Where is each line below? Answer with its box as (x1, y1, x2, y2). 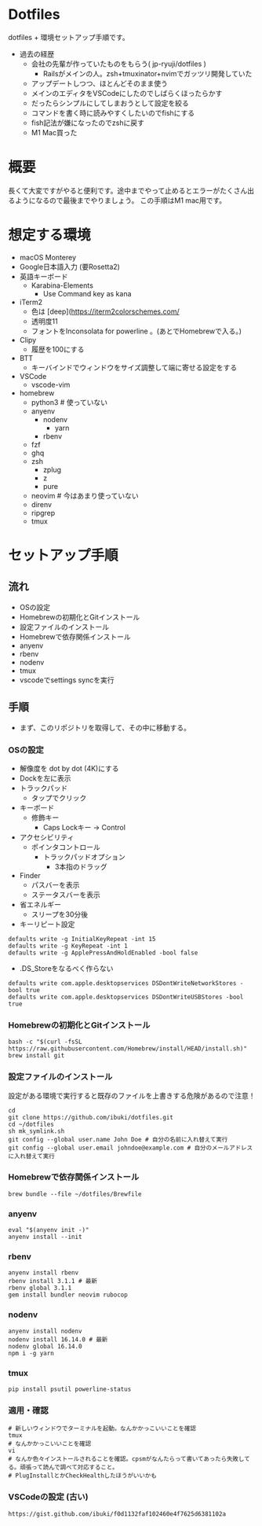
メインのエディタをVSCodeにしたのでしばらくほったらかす (31, 88, 223, 97)
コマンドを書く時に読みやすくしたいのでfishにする (31, 108, 195, 117)
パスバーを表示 (31, 880, 80, 889)
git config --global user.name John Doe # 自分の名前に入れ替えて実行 (8, 1135, 228, 1143)
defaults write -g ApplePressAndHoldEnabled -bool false (8, 949, 198, 957)
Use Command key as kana (42, 289, 132, 298)
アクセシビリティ (19, 832, 75, 842)
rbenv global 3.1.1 (8, 1284, 72, 1293)
